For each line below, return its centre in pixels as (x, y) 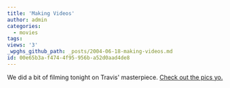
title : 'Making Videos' (41, 13)
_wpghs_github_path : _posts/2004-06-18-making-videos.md (90, 52)
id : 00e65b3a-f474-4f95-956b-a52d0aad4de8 (68, 58)
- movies (26, 32)
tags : (15, 39)
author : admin (27, 20)
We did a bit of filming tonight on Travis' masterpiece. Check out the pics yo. (115, 77)
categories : (24, 26)
